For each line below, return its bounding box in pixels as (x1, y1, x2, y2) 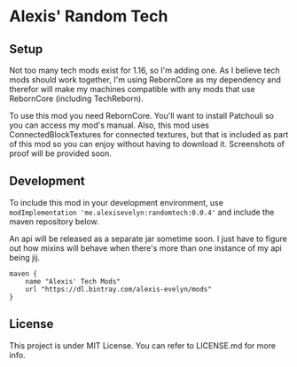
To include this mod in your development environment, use (9, 197, 224, 207)
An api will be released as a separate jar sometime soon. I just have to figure (9, 233, 288, 244)
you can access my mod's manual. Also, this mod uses (9, 120, 210, 130)
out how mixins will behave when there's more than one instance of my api (9, 242, 282, 254)
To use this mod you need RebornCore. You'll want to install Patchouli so (9, 111, 275, 121)
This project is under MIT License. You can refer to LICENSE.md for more (9, 340, 277, 351)
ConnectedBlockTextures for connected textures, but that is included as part (9, 129, 289, 139)
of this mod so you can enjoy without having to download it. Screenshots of (9, 139, 285, 149)
